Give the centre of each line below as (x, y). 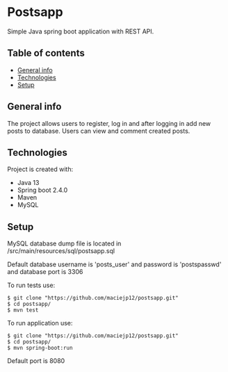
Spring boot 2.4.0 (42, 190)
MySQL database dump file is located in (64, 243)
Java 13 (28, 183)
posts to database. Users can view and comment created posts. (99, 131)
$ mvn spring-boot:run (40, 348)
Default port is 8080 (36, 361)
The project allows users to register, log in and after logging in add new (109, 123)
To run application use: (40, 323)
